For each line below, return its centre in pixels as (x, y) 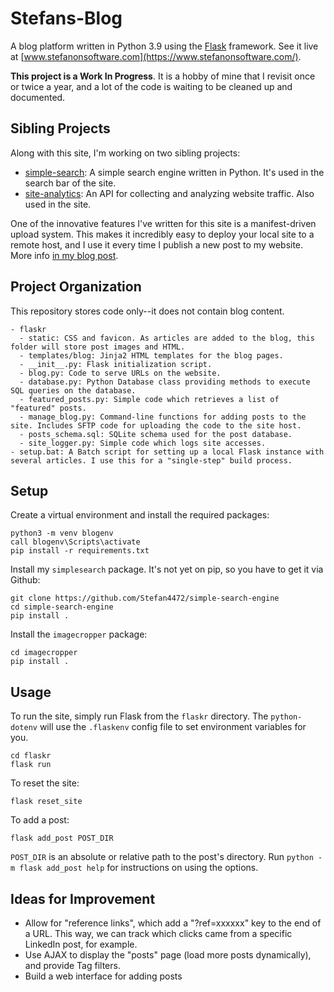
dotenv (24, 728)
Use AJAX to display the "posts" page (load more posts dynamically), (168, 955)
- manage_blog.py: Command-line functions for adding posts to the (163, 417)
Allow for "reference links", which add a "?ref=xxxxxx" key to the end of (173, 923)
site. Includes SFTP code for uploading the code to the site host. (156, 425)
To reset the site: (45, 783)
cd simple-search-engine (62, 607)
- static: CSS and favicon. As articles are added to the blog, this (167, 338)
